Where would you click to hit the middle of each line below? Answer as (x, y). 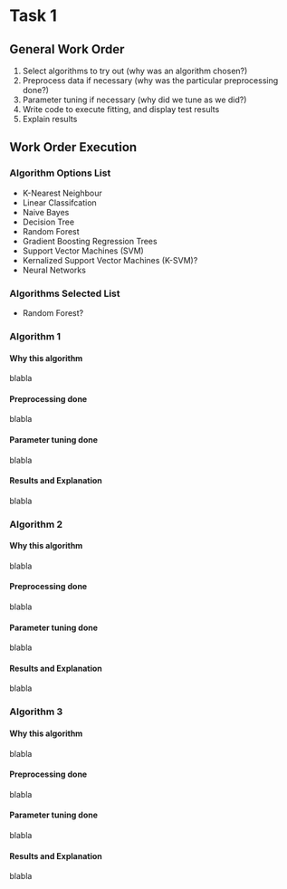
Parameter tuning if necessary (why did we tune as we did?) (134, 100)
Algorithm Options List (60, 173)
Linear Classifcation (59, 202)
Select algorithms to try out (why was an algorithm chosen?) (135, 71)
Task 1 (33, 16)
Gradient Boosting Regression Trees (90, 241)
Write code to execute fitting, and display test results (121, 109)
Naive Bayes (46, 212)
